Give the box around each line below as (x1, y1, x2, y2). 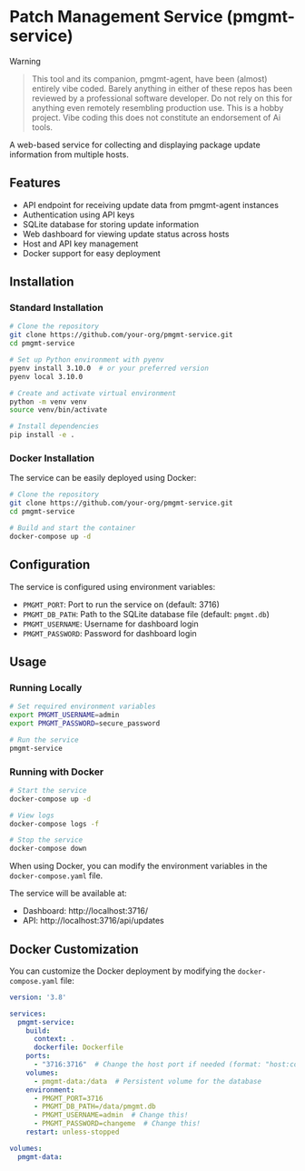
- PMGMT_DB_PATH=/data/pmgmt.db (33, 1102, 156, 1111)
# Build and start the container (9, 523, 136, 533)
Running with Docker (9, 766, 104, 778)
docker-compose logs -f (9, 819, 100, 828)
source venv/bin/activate (9, 405, 107, 415)
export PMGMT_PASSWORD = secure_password (9, 718, 161, 728)
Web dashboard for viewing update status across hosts (22, 228, 230, 239)
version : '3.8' (9, 993, 67, 1002)
